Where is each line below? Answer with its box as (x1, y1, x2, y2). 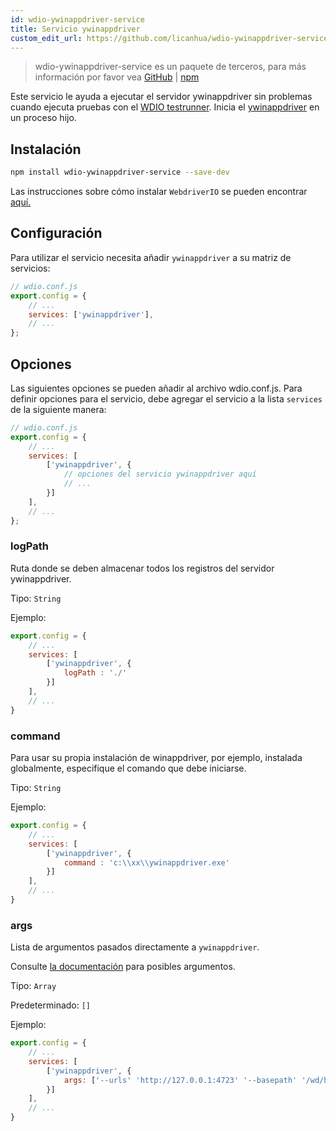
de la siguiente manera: (10, 403, 107, 415)
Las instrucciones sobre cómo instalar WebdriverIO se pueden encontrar (10, 186, 308, 198)
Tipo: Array (10, 980, 57, 992)
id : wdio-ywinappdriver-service (10, 14, 145, 25)
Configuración (10, 225, 103, 242)
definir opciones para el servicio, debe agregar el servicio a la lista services (10, 392, 323, 405)
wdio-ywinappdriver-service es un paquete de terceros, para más (34, 61, 307, 73)
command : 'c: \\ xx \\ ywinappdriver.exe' (63, 857, 230, 868)
